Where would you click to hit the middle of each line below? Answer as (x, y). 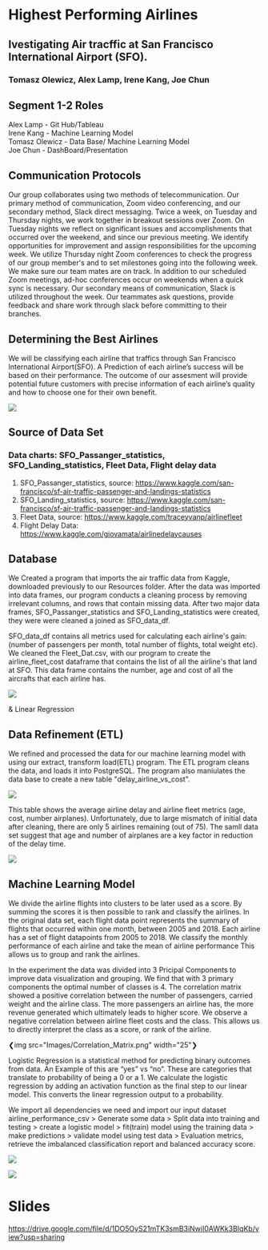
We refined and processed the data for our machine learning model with (127, 754)
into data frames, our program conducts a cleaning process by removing (128, 595)
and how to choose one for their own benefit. (83, 392)
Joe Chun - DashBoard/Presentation (68, 151)
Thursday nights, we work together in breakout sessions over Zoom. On (126, 220)
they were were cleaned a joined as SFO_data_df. (89, 621)
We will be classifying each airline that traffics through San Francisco (122, 358)
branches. (25, 314)
